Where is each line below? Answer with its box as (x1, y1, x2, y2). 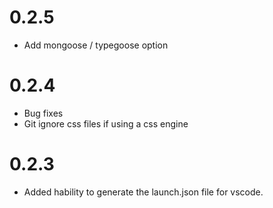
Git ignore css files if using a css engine (23, 117, 189, 130)
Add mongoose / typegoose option (23, 39, 169, 51)
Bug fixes (23, 107, 64, 119)
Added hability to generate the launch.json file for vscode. (23, 186, 264, 198)
